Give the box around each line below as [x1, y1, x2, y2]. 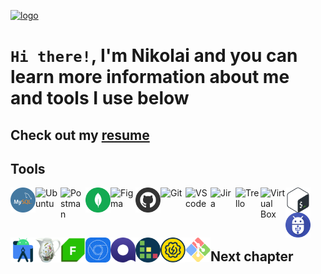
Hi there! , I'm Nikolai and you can [10, 45, 298, 67]
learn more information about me [10, 66, 290, 89]
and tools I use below [10, 87, 190, 110]
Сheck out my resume [10, 126, 150, 144]
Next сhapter [210, 248, 294, 265]
